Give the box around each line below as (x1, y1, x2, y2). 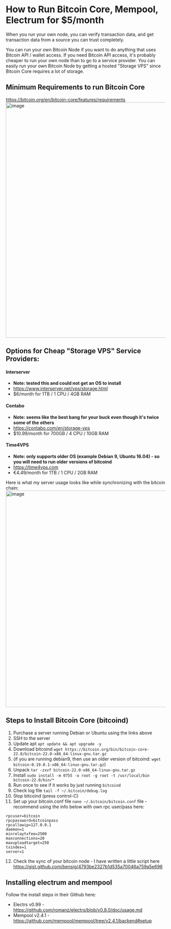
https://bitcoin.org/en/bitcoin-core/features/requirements (6, 96, 126, 102)
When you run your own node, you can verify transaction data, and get (6, 31, 154, 37)
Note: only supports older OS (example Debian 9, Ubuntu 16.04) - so (13, 453, 160, 459)
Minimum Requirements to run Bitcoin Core (6, 83, 145, 92)
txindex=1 (6, 844, 27, 850)
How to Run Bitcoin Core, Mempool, (6, 4, 158, 15)
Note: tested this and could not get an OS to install (13, 380, 121, 386)
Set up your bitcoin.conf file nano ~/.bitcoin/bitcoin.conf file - (13, 798, 147, 804)
